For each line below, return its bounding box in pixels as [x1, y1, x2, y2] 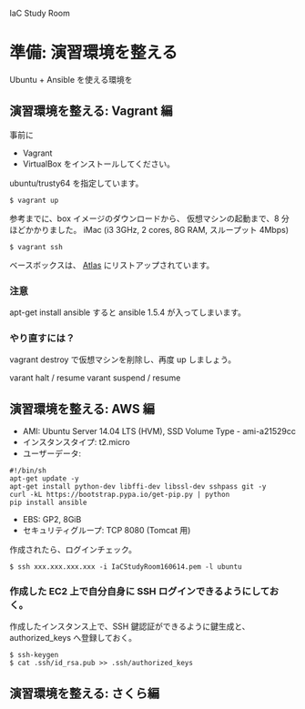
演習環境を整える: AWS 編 [9, 400, 155, 417]
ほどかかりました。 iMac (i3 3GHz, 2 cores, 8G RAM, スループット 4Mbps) [9, 224, 290, 235]
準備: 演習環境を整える [9, 43, 178, 63]
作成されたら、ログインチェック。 [9, 544, 137, 555]
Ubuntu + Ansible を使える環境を [9, 74, 133, 85]
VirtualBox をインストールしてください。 [22, 158, 176, 169]
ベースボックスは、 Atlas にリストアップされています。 [9, 259, 215, 270]
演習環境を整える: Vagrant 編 [9, 104, 173, 119]
